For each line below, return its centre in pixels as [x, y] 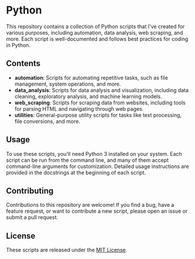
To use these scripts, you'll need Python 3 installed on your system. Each [94, 154]
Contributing [30, 191]
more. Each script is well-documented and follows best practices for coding [97, 39]
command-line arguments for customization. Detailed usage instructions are [97, 166]
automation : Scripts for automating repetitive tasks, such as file [91, 77]
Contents [23, 64]
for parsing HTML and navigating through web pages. [79, 108]
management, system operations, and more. [68, 84]
